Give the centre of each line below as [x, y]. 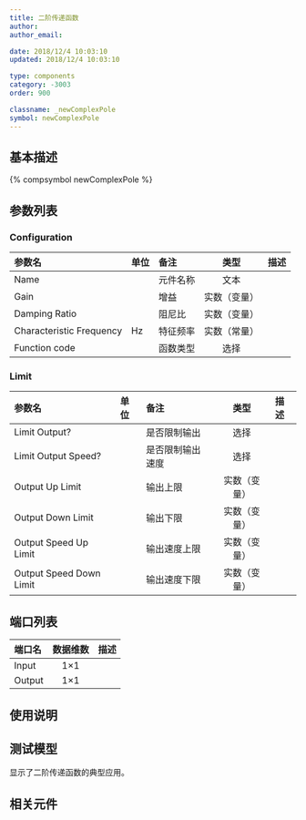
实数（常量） [231, 331]
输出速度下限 [173, 579]
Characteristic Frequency [68, 331]
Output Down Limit [54, 518]
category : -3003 [40, 85]
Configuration [41, 237]
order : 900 [30, 93]
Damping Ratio [46, 313]
